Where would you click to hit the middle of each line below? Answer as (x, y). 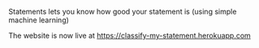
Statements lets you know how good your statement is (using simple (123, 12)
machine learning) (39, 20)
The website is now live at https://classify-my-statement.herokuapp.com (130, 36)
